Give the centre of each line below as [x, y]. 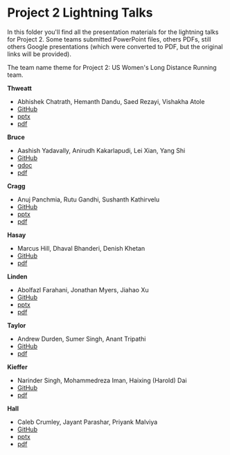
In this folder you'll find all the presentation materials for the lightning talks [113, 32]
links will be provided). [39, 54]
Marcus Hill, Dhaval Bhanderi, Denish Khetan [81, 248]
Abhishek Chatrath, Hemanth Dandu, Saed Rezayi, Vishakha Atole [111, 101]
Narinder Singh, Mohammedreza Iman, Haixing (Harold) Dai [102, 380]
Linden [17, 276]
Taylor [17, 325]
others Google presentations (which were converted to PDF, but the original [115, 46]
